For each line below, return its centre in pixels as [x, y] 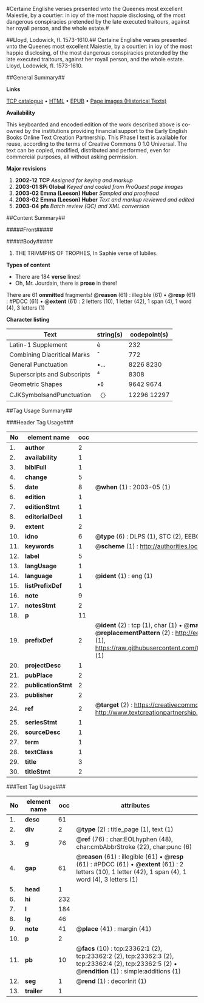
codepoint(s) [149, 335]
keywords [40, 546]
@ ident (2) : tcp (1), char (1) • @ [142, 625]
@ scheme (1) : [117, 546]
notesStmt [40, 605]
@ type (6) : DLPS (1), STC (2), [139, 536]
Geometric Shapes [36, 384]
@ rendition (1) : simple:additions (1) [128, 971]
